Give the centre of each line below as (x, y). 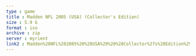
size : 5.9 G (22, 22)
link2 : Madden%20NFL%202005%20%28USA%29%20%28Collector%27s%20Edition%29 (99, 44)
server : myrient (27, 38)
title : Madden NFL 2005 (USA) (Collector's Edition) (73, 17)
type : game (20, 11)
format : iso (22, 28)
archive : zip (23, 33)
